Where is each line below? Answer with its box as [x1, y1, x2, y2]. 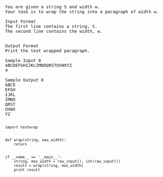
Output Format [5, 43, 39, 48]
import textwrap [5, 125, 38, 130]
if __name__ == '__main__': [5, 155, 62, 159]
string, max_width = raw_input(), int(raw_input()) [14, 159, 121, 164]
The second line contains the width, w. [5, 29, 103, 34]
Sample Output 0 [5, 78, 44, 82]
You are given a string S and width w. [5, 4, 100, 9]
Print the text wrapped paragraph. [5, 48, 90, 53]
